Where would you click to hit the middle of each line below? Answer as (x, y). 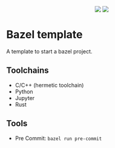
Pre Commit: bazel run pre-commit (58, 138)
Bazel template (44, 35)
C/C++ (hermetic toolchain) (49, 85)
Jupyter (25, 98)
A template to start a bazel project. (49, 51)
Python (24, 92)
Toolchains (28, 71)
